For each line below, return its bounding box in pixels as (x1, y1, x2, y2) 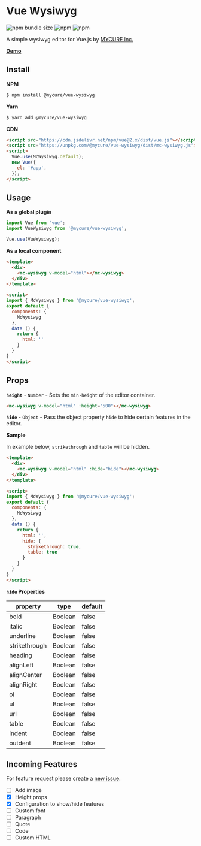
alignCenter (9, 670, 42, 679)
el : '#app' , (17, 165, 47, 171)
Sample (6, 431, 26, 439)
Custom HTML (14, 834, 51, 841)
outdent (9, 739, 31, 747)
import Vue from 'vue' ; (6, 220, 66, 226)
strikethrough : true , (28, 543, 82, 549)
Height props (14, 793, 48, 800)
